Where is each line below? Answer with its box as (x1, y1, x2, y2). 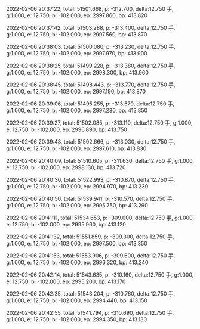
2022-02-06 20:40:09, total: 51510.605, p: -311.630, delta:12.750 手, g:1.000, (6, 157, 195, 164)
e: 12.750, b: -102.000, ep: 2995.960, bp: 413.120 (6, 221, 127, 228)
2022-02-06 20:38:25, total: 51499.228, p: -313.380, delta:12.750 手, (6, 62, 176, 69)
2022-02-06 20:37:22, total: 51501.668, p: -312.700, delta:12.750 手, (6, 5, 174, 12)
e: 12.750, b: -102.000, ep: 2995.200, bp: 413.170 (6, 278, 126, 285)
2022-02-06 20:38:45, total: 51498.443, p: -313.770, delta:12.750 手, (6, 81, 176, 88)
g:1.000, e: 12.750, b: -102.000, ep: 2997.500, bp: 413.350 (6, 240, 147, 247)
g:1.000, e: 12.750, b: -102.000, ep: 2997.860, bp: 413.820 (6, 12, 148, 19)
